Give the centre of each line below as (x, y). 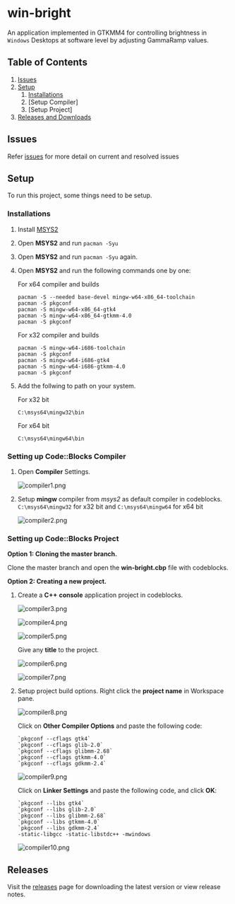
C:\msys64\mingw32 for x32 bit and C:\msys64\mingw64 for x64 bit (110, 506)
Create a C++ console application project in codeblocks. (100, 595)
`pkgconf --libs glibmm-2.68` (62, 816)
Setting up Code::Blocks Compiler (67, 456)
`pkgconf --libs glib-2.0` (57, 810)
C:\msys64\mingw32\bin (51, 412)
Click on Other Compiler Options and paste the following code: (110, 726)
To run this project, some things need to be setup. (80, 195)
